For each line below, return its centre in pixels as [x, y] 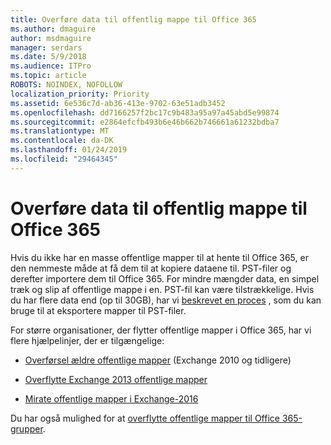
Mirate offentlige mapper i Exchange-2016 [111, 398]
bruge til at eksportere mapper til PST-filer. [98, 310]
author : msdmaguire [51, 38]
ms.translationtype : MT [60, 131]
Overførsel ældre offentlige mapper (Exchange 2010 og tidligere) [158, 360]
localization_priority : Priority [80, 94]
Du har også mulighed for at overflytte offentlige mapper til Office [145, 418]
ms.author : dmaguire [53, 29]
